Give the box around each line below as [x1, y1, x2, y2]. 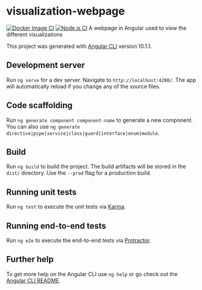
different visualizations [6, 30, 63, 38]
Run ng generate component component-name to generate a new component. [6, 116, 194, 124]
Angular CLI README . [6, 277, 61, 284]
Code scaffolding [6, 100, 73, 110]
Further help [6, 254, 54, 265]
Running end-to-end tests [6, 220, 106, 231]
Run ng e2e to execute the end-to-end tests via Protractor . [6, 237, 151, 244]
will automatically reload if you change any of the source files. [6, 83, 161, 90]
